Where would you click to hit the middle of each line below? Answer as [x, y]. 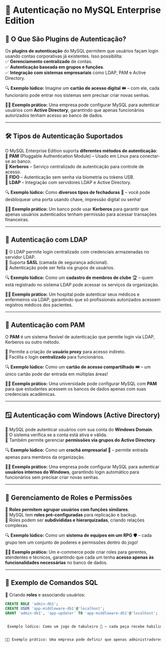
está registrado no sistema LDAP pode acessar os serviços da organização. [82, 284]
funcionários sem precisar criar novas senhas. [52, 477]
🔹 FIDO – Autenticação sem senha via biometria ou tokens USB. [70, 177]
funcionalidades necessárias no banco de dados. [56, 563]
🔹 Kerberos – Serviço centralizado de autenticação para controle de [75, 166]
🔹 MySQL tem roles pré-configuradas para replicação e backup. [71, 515]
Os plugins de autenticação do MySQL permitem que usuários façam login [82, 51]
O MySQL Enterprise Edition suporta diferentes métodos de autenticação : [81, 150]
